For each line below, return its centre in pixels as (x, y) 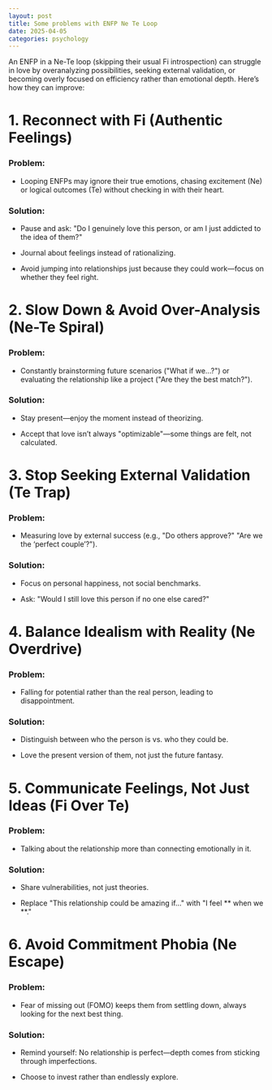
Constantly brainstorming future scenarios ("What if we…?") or (125, 370)
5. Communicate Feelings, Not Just (129, 788)
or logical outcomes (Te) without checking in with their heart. (122, 190)
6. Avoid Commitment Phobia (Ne (123, 945)
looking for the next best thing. (71, 1014)
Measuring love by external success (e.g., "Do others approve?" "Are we (141, 536)
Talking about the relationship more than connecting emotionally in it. (136, 848)
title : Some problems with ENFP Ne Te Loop (83, 24)
